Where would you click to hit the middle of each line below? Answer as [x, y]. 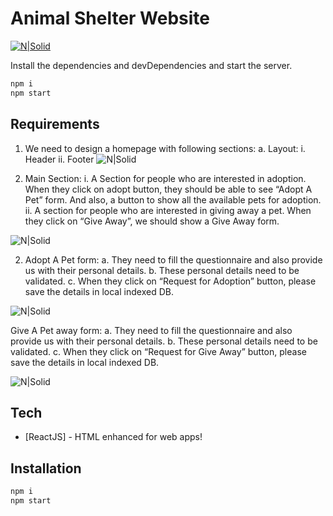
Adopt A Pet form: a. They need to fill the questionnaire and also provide [173, 259]
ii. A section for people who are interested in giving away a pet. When [168, 210]
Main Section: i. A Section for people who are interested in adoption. [165, 178]
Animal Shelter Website [110, 18]
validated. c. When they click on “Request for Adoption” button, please [170, 281]
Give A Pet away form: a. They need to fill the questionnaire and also [151, 330]
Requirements [55, 124]
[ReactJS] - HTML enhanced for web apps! [113, 437]
